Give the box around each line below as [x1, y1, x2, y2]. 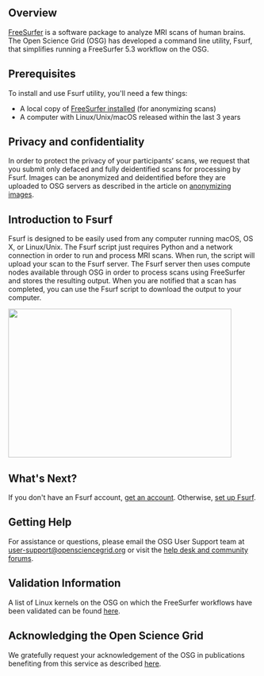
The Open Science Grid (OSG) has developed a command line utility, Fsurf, [8, 36, 253, 45]
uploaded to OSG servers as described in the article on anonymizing [8, 182, 231, 191]
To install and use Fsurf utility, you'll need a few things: [8, 88, 188, 98]
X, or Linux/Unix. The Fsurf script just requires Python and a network [8, 242, 234, 252]
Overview [8, 6, 58, 20]
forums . [8, 553, 34, 563]
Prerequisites [8, 67, 76, 81]
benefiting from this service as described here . [8, 659, 162, 668]
